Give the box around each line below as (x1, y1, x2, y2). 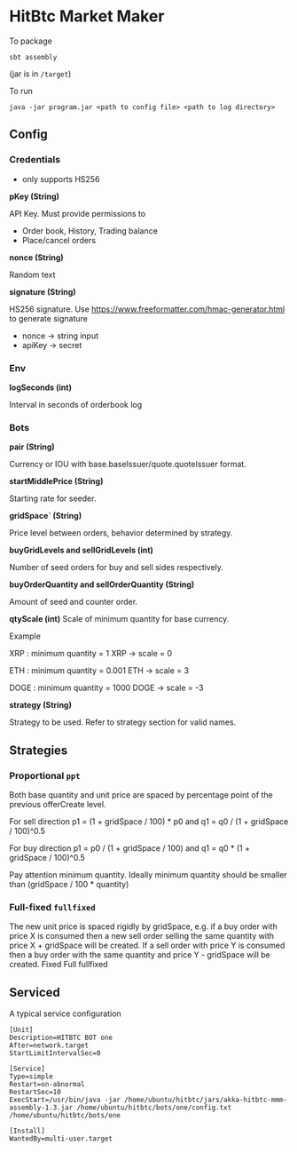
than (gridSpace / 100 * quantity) (9, 878, 129, 889)
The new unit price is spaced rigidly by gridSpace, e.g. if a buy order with (9, 921, 277, 932)
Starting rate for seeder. (9, 493, 97, 504)
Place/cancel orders (21, 234, 96, 245)
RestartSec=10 (9, 1088, 62, 1097)
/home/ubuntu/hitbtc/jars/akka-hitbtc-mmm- (123, 1095, 288, 1105)
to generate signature (9, 313, 89, 323)
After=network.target (9, 1041, 90, 1050)
